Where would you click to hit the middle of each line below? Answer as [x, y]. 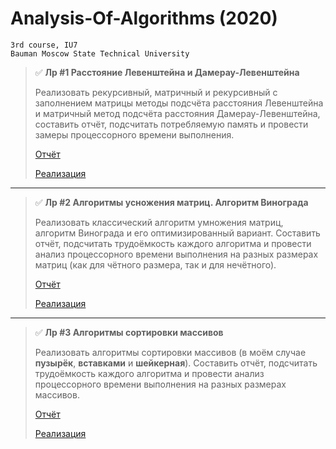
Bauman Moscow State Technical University [100, 53]
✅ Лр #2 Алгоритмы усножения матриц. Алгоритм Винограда [171, 202]
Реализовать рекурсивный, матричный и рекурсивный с [156, 92]
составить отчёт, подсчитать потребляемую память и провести [171, 124]
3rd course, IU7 [44, 45]
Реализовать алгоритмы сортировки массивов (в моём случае [170, 352]
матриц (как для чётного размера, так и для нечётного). [155, 264]
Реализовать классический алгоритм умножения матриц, [159, 222]
